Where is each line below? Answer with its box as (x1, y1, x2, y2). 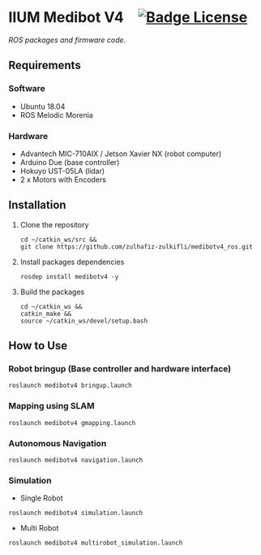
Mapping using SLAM (8, 401, 95, 412)
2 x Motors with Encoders (19, 175, 107, 184)
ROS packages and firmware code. (8, 35, 126, 45)
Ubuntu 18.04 (19, 102, 66, 111)
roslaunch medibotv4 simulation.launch (8, 509, 143, 518)
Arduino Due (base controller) (19, 157, 120, 167)
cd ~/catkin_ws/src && (19, 236, 97, 244)
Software (8, 83, 46, 94)
